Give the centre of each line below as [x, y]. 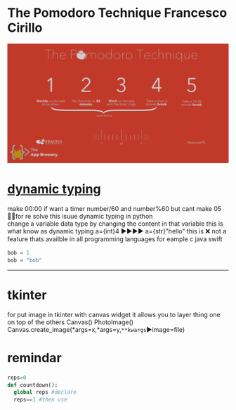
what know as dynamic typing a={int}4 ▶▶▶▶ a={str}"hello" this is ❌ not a [117, 231]
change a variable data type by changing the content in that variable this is [115, 224]
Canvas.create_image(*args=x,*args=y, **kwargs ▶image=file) [96, 329]
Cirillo [25, 28]
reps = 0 [17, 378]
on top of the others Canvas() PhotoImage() [71, 322]
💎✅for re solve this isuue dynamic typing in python [80, 217]
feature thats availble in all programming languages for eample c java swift [115, 239]
